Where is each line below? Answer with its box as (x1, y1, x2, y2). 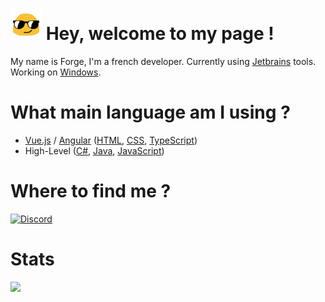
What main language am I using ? (10, 101, 291, 124)
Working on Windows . (10, 66, 102, 78)
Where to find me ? (10, 180, 172, 203)
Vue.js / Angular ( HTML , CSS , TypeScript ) (24, 134, 198, 146)
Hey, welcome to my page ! (45, 23, 275, 45)
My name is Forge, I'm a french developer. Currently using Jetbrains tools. (10, 55, 317, 67)
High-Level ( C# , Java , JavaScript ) (24, 144, 165, 157)
